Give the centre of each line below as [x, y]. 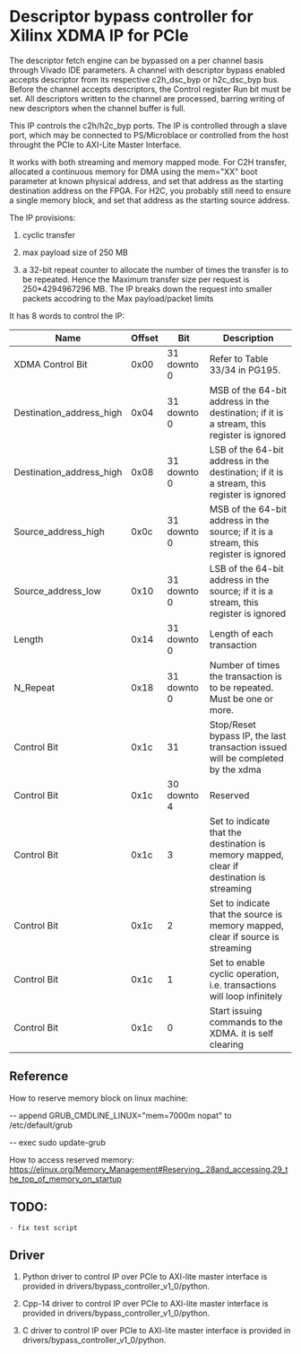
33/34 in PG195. [245, 370]
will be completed [246, 758]
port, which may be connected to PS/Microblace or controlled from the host [149, 135]
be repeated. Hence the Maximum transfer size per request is [136, 279]
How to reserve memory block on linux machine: [99, 1098]
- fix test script [43, 1227]
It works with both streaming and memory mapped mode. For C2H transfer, [148, 162]
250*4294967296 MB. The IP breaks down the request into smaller [147, 288]
